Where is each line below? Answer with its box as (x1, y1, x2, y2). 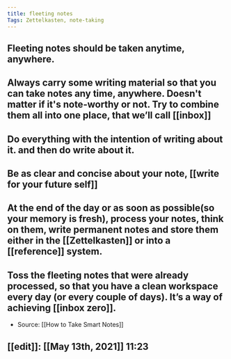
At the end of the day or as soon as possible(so (7, 202, 215, 214)
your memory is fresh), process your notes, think (7, 213, 224, 225)
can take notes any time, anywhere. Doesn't (7, 88, 202, 99)
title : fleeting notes (7, 10, 73, 17)
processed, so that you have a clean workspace (7, 280, 218, 292)
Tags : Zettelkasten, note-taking (7, 17, 104, 24)
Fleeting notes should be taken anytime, (7, 42, 185, 54)
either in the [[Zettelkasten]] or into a (7, 234, 171, 247)
